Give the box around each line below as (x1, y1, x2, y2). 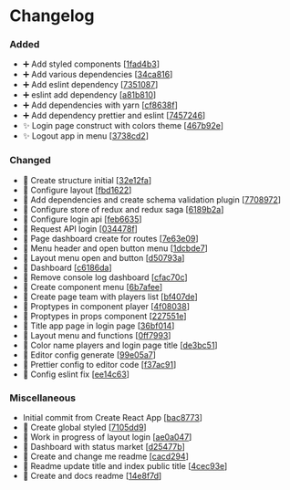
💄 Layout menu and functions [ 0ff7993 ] (22, 329, 171, 340)
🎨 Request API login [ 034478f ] (22, 223, 139, 234)
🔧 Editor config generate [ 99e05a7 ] (22, 349, 157, 360)
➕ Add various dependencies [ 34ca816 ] (22, 69, 173, 80)
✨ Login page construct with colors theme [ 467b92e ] (22, 120, 224, 131)
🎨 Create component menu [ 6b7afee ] (22, 281, 163, 292)
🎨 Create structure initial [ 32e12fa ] (22, 174, 152, 185)
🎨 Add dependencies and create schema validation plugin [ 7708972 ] (22, 193, 281, 205)
